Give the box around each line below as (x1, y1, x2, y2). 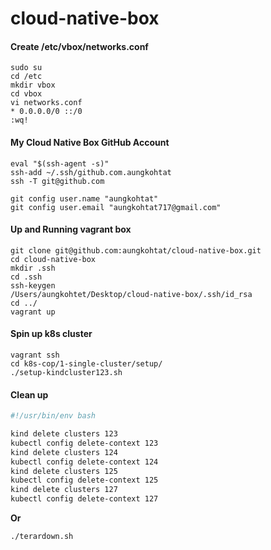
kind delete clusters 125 (10, 466, 118, 476)
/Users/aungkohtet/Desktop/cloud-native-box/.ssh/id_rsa (10, 289, 253, 299)
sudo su (10, 63, 43, 73)
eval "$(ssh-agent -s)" (10, 158, 110, 169)
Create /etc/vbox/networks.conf (10, 40, 149, 52)
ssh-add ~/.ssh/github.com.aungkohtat (10, 167, 172, 177)
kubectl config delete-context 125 (10, 475, 159, 486)
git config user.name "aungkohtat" (10, 193, 159, 204)
